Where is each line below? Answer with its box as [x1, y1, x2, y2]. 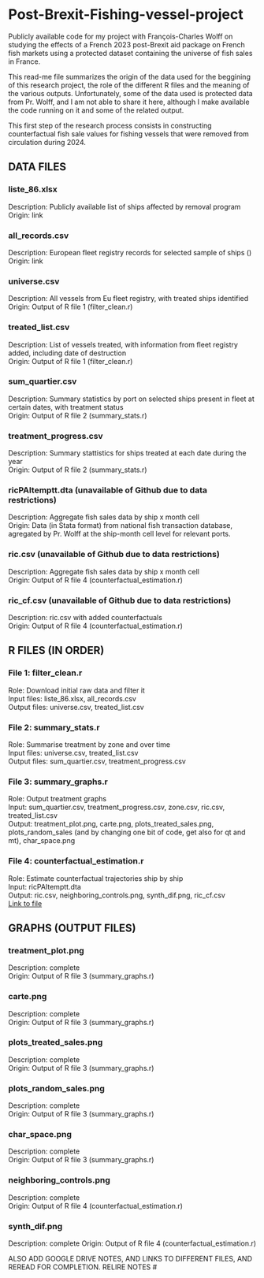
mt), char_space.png [8, 836, 76, 845]
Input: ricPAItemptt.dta [8, 882, 81, 891]
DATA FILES [8, 160, 67, 174]
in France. [8, 57, 41, 66]
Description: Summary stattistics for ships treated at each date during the [8, 448, 247, 458]
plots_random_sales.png [8, 1083, 105, 1094]
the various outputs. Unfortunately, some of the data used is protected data [8, 88, 254, 98]
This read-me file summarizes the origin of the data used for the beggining [8, 72, 251, 81]
